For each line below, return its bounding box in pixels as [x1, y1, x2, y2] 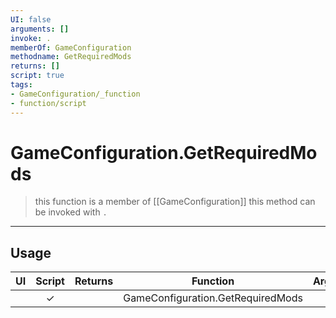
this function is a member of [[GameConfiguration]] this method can [34, 196, 316, 208]
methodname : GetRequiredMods [10, 52, 132, 62]
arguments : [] [10, 24, 70, 34]
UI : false [10, 14, 52, 25]
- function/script [10, 98, 87, 108]
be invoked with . [34, 206, 108, 218]
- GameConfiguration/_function [10, 89, 141, 99]
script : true [10, 71, 65, 81]
